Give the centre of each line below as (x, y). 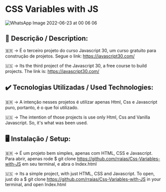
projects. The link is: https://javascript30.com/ (52, 71)
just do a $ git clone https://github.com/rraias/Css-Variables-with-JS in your (83, 179)
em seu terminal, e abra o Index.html (59, 164)
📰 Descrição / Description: (47, 38)
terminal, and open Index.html (36, 185)
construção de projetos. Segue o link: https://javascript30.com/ (70, 56)
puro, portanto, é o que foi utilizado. (42, 107)
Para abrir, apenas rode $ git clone (41, 159)
